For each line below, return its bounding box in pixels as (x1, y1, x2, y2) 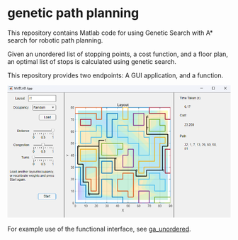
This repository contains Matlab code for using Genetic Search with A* (7, 28, 213, 37)
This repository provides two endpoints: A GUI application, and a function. (7, 71, 224, 80)
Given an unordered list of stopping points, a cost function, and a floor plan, (7, 50, 229, 58)
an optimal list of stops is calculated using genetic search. (7, 57, 177, 65)
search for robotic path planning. (7, 36, 103, 44)
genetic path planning (7, 5, 140, 21)
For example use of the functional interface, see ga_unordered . (7, 224, 191, 233)
